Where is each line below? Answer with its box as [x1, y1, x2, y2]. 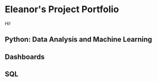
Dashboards [5, 52, 45, 61]
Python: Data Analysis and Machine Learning [5, 35, 152, 44]
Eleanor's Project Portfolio [5, 4, 119, 15]
